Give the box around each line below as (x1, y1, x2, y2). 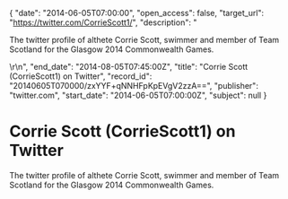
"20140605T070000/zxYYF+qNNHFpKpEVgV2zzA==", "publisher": (9, 81, 258, 91)
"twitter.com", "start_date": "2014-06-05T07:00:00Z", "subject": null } (9, 90, 267, 100)
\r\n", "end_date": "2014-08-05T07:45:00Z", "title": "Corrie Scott (9, 62, 249, 72)
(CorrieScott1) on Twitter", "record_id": (9, 71, 153, 82)
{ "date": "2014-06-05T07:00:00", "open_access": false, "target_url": (9, 8, 265, 18)
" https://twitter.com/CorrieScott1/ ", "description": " (9, 17, 197, 28)
